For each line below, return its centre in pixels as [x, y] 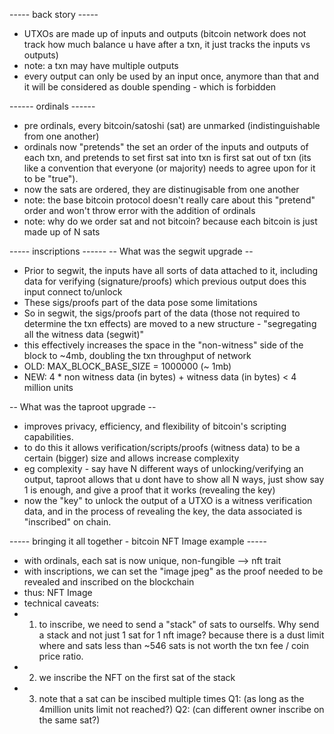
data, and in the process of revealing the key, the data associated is [163, 511]
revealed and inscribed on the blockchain [109, 582]
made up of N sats [62, 232]
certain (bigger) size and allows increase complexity [131, 458]
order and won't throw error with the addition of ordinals [139, 210]
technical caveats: [61, 603]
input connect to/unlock [73, 292]
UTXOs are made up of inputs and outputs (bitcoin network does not [165, 33]
